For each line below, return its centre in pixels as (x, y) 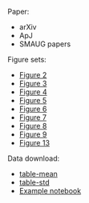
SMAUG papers (45, 44)
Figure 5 (33, 100)
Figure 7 (33, 117)
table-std (34, 182)
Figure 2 (33, 75)
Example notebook (50, 191)
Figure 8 (33, 126)
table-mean (38, 174)
